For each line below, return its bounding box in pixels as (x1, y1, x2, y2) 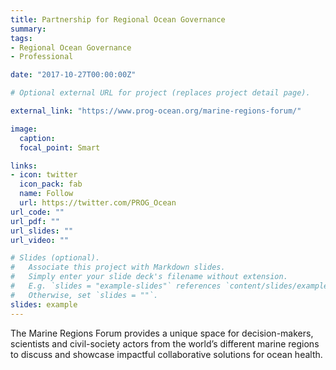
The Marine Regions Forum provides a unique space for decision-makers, (10, 327, 314, 339)
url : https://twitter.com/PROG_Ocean (19, 198, 177, 208)
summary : (10, 24, 47, 34)
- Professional (10, 52, 74, 62)
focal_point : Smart (19, 142, 101, 153)
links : (10, 161, 38, 171)
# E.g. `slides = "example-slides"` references (10, 281, 222, 291)
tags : (10, 33, 33, 43)
